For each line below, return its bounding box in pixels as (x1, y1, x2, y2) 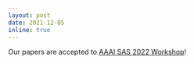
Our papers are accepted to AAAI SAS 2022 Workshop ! (8, 48, 186, 57)
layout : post (8, 11, 51, 20)
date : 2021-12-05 (8, 19, 65, 27)
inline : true (8, 26, 51, 34)
